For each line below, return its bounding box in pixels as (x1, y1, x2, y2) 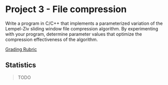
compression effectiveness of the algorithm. (5, 36, 98, 42)
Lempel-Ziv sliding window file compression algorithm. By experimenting (5, 25, 158, 31)
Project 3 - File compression (5, 4, 127, 15)
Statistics (5, 61, 37, 69)
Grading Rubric (5, 46, 37, 52)
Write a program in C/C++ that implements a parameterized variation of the (5, 20, 163, 26)
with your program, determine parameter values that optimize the (5, 31, 143, 37)
